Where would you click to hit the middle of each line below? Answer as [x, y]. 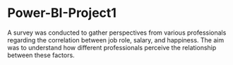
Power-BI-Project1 [62, 13]
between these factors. [41, 55]
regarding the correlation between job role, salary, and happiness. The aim [116, 40]
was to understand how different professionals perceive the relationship [112, 47]
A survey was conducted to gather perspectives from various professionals [117, 32]
